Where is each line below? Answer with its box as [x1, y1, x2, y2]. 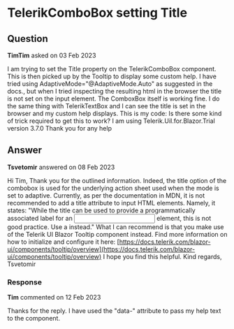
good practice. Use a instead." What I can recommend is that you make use [7, 222, 224, 231]
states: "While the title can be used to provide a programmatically [7, 206, 196, 214]
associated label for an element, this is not [7, 214, 212, 222]
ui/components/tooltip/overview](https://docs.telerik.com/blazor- [7, 244, 196, 253]
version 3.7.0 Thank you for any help [7, 124, 112, 132]
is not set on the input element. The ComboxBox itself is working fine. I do [7, 94, 220, 103]
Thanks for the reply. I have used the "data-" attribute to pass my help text [7, 307, 221, 315]
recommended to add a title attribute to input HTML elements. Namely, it [7, 198, 216, 207]
